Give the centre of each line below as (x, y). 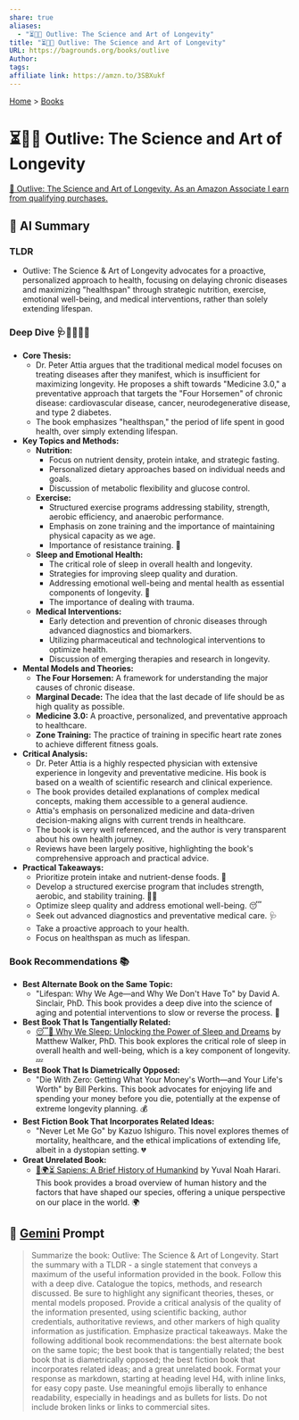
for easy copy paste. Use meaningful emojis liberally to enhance (149, 1388)
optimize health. (79, 649)
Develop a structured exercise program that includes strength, (150, 886)
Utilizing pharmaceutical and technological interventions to (157, 640)
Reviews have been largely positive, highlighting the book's (145, 848)
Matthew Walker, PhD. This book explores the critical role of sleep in (161, 1041)
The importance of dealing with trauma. (121, 602)
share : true (31, 17)
